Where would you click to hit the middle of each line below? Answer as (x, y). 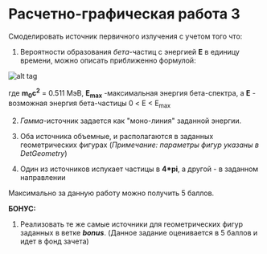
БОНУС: (22, 209)
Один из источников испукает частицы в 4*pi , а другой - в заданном (139, 169)
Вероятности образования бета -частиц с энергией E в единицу (129, 51)
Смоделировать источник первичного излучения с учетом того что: (125, 36)
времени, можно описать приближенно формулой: (108, 60)
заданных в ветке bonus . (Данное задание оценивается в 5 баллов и (139, 233)
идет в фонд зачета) (55, 241)
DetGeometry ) (43, 154)
